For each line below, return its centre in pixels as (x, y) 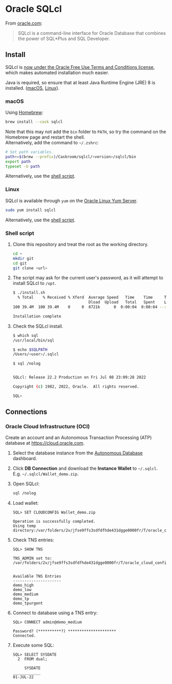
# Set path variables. (29, 152)
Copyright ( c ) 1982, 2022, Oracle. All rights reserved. (76, 387)
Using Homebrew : (24, 112)
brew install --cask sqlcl (34, 122)
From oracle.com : (24, 23)
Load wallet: (26, 503)
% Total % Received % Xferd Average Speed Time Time (85, 298)
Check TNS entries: (33, 540)
